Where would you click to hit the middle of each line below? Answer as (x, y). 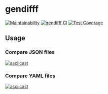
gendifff (22, 9)
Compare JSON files (30, 52)
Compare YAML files (30, 76)
